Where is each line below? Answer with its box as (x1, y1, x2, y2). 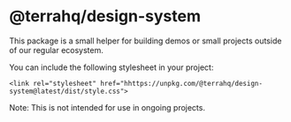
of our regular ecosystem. (9, 44, 104, 55)
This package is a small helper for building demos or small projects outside (9, 35, 282, 46)
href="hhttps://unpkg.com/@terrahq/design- (100, 79, 264, 88)
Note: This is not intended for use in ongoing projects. (9, 102, 206, 112)
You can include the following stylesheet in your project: (9, 62, 214, 72)
